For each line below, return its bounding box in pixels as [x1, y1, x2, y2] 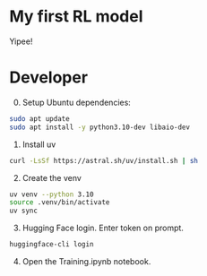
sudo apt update [9, 114, 70, 123]
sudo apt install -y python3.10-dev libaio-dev [9, 123, 191, 132]
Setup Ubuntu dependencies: [22, 97, 132, 108]
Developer [9, 67, 88, 88]
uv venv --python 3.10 [9, 190, 94, 199]
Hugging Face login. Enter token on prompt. [22, 222, 184, 234]
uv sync [9, 206, 39, 216]
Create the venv [22, 172, 82, 183]
